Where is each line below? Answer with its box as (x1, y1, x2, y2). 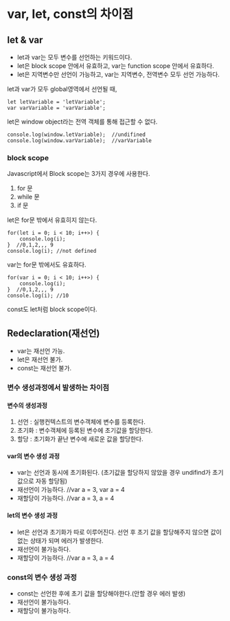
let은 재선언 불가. (16, 355, 63, 364)
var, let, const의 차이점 (7, 6, 134, 22)
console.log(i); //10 (7, 293, 69, 300)
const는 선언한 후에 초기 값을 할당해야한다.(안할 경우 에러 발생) (16, 589, 186, 598)
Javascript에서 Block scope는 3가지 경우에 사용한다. (7, 170, 150, 178)
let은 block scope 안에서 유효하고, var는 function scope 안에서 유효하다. (16, 62, 214, 69)
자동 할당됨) (35, 477, 67, 485)
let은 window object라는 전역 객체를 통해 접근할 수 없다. (7, 117, 158, 126)
